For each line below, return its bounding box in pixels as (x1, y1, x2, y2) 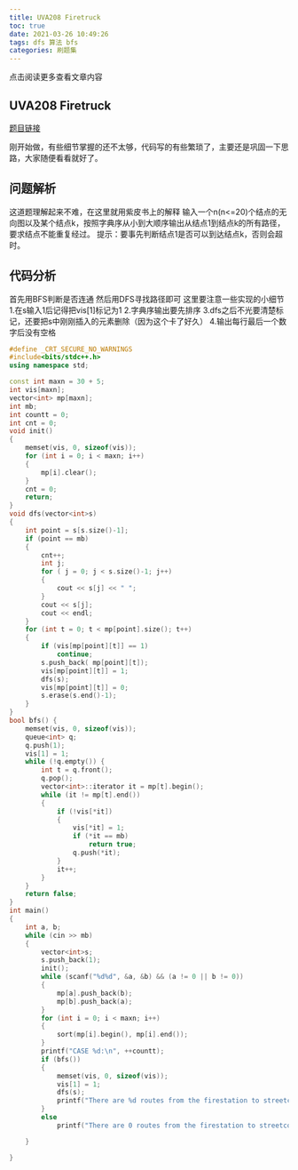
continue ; (56, 650, 93, 659)
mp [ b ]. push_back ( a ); (56, 997, 133, 1006)
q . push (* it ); (72, 848, 122, 858)
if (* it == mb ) (72, 832, 129, 841)
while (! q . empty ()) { (25, 757, 105, 766)
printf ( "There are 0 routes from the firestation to (56, 1121, 255, 1130)
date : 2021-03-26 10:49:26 (9, 29, 109, 38)
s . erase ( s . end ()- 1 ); (41, 691, 117, 701)
